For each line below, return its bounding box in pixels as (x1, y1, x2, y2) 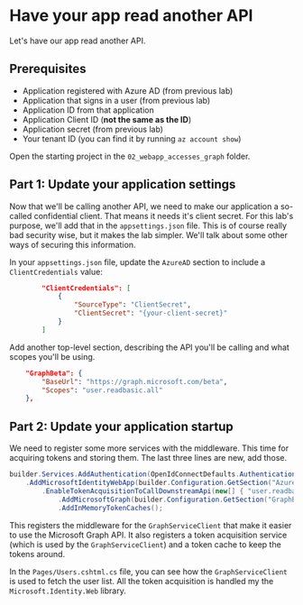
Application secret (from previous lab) (22, 124, 164, 134)
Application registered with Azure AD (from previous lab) (22, 85, 234, 96)
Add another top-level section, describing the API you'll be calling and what (9, 342, 290, 353)
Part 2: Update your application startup (9, 418, 234, 434)
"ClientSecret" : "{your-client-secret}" (73, 308, 228, 318)
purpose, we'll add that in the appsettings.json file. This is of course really (9, 220, 287, 231)
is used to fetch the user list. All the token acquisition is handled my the (9, 575, 274, 586)
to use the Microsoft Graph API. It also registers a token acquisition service (9, 529, 288, 540)
